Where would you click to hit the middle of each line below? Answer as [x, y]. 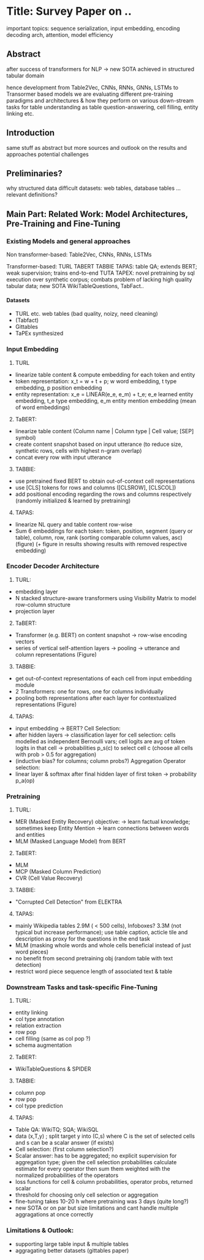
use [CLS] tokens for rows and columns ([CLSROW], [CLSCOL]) [96, 487]
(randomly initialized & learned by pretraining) [73, 500]
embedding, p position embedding [59, 388]
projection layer [35, 611]
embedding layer [36, 592]
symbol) [25, 437]
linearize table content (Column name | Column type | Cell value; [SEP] [104, 431]
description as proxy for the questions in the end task [82, 939]
